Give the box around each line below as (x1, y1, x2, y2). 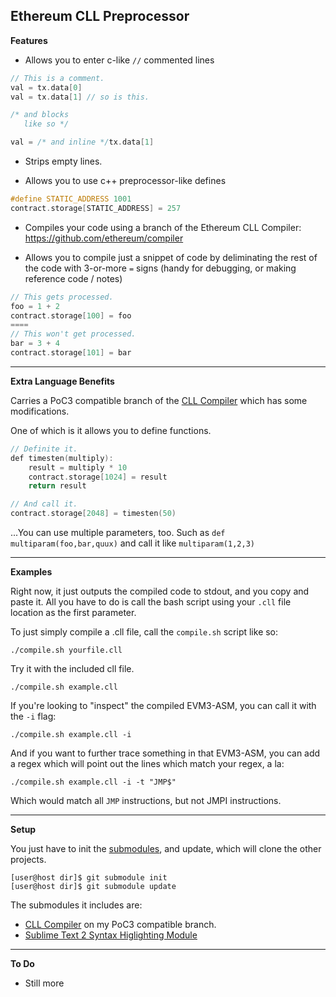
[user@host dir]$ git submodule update (10, 882, 177, 892)
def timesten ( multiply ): (10, 453, 114, 463)
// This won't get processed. (10, 329, 137, 339)
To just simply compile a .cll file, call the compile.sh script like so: (10, 626, 279, 638)
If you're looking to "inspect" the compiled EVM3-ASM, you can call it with (10, 700, 317, 712)
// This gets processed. (10, 292, 114, 302)
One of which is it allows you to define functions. (10, 424, 212, 436)
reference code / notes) (24, 272, 123, 284)
